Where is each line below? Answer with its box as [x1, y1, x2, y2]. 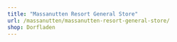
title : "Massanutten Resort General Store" [7, 10, 139, 18]
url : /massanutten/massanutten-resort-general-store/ [7, 17, 171, 24]
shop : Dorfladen [7, 23, 55, 31]
